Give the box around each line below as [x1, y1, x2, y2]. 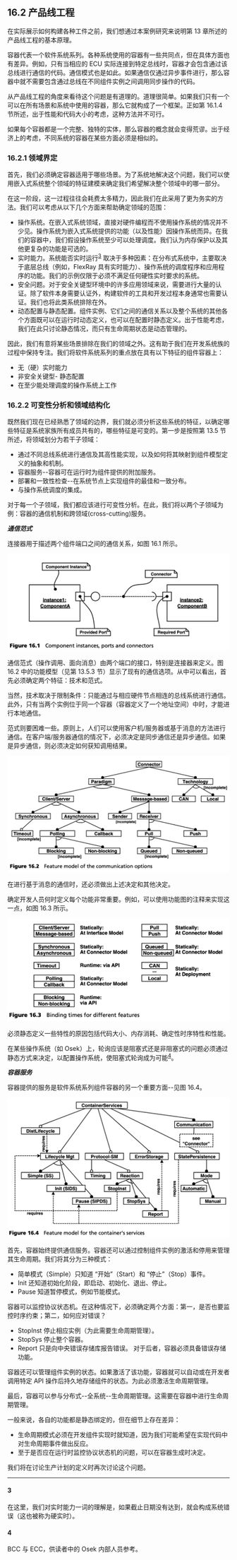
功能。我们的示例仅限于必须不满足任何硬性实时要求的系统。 [30, 271, 203, 280]
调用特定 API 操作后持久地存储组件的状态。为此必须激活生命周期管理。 [7, 1376, 213, 1385]
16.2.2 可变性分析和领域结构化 [7, 400, 111, 410]
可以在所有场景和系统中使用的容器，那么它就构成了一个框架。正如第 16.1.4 [7, 101, 223, 109]
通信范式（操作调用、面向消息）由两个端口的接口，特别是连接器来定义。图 [7, 658, 224, 667]
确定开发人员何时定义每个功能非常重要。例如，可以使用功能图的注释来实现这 [7, 895, 230, 903]
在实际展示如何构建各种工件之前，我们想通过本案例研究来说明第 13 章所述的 [7, 27, 228, 35]
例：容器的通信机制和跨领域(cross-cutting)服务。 [7, 509, 150, 518]
